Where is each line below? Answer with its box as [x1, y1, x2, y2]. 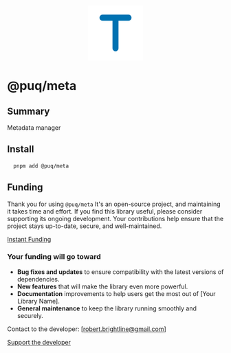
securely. [16, 311, 43, 319]
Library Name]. [16, 297, 60, 305]
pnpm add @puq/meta [13, 162, 69, 170]
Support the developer [7, 338, 71, 346]
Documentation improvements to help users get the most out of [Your [16, 289, 216, 297]
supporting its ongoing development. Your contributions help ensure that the [7, 214, 224, 223]
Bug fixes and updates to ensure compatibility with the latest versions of [16, 267, 224, 276]
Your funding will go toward [7, 252, 101, 262]
